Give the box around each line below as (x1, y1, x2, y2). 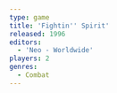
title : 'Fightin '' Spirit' (9, 21, 110, 30)
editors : (9, 37, 42, 47)
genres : (9, 63, 38, 72)
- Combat (17, 71, 50, 80)
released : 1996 (9, 29, 66, 38)
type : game (9, 12, 50, 22)
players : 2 (9, 54, 50, 63)
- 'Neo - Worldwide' (17, 46, 94, 55)
